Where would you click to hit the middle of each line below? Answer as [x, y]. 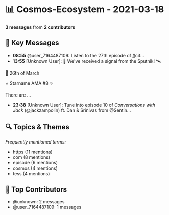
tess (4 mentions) [31, 173]
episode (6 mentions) [35, 162]
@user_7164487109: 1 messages [47, 207]
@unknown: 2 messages [39, 202]
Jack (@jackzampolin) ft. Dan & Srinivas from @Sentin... [72, 110]
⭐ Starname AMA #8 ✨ [29, 83]
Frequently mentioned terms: [36, 142]
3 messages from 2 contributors [40, 27]
